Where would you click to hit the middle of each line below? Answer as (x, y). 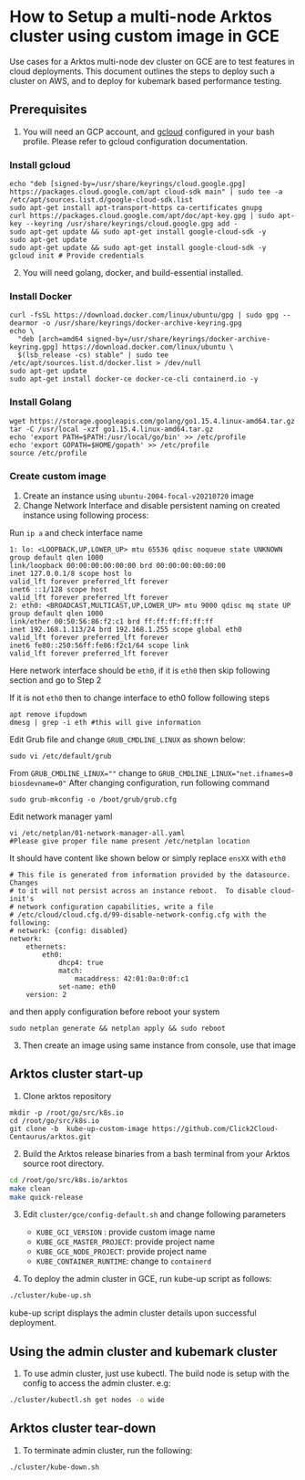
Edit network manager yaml (61, 816)
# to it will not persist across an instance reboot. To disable (138, 891)
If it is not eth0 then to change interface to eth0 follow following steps (140, 698)
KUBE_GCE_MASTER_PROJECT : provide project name (126, 1242)
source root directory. (63, 1163)
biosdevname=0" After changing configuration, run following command (140, 782)
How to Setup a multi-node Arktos (141, 17)
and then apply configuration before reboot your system (115, 1012)
